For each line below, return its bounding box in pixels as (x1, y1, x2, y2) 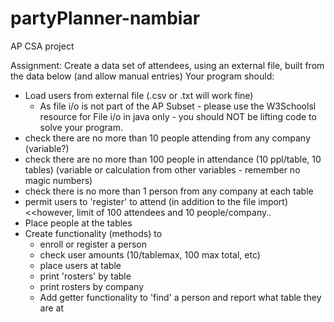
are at (39, 302, 65, 314)
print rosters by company (39, 280, 145, 292)
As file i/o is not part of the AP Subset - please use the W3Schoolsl (39, 100, 317, 112)
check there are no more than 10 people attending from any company (24, 132, 311, 144)
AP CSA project (10, 40, 75, 52)
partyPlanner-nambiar (10, 7, 201, 30)
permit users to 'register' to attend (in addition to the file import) (24, 195, 289, 207)
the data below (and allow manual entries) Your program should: (10, 70, 275, 82)
